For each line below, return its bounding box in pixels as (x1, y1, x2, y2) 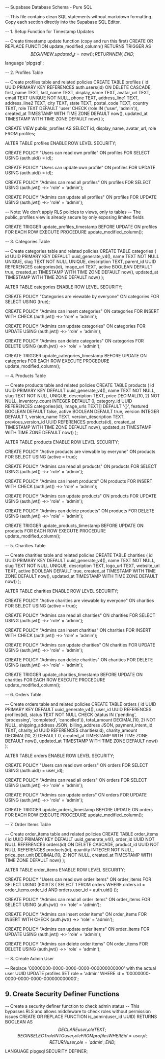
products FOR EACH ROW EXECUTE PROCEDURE (5, 528, 106, 533)
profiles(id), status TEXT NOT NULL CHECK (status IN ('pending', (5, 712, 137, 718)
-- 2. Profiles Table (5, 69, 43, 76)
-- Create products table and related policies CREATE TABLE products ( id (5, 382, 154, 388)
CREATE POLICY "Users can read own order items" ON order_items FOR (5, 876, 151, 882)
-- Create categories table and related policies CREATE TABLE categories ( (5, 248, 156, 254)
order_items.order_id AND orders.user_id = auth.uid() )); (5, 887, 119, 893)
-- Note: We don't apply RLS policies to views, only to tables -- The (5, 209, 141, 215)
